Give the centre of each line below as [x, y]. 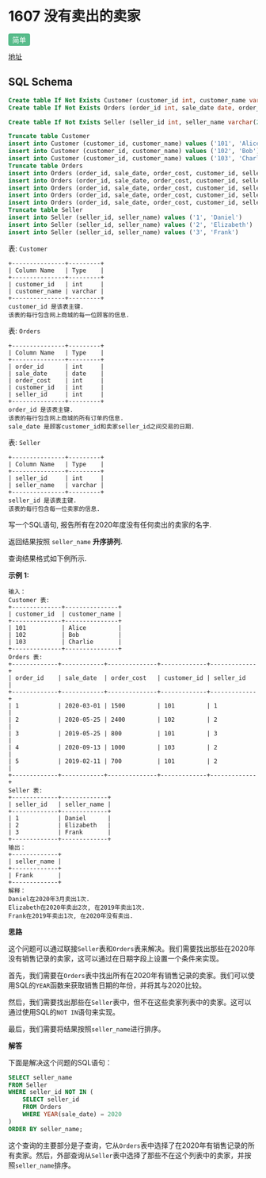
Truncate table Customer [49, 136]
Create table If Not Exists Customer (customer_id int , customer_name [127, 100]
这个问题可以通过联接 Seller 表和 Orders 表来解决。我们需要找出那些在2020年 [132, 948]
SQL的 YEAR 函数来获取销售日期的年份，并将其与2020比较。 [110, 985]
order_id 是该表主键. [41, 409]
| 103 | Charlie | [65, 642]
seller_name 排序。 [45, 1165]
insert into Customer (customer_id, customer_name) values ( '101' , [122, 144]
